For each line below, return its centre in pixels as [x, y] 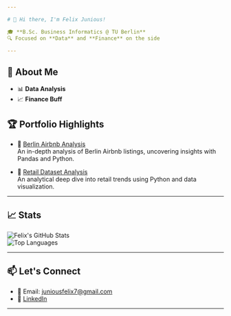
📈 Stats [24, 216]
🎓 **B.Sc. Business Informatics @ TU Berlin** [77, 32]
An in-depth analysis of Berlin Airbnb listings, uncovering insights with [117, 151]
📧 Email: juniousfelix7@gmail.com [65, 291]
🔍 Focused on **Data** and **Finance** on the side [84, 38]
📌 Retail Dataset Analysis [52, 172]
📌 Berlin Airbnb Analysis [51, 144]
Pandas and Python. [45, 159]
